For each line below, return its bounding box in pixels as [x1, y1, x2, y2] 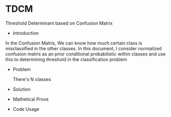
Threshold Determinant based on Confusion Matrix [5, 20, 113, 26]
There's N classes [12, 76, 51, 82]
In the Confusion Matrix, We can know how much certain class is [5, 40, 143, 46]
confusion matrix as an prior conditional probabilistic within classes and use [5, 51, 166, 57]
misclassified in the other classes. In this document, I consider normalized [5, 45, 162, 51]
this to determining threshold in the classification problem [5, 56, 127, 62]
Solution [12, 86, 31, 92]
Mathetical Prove [12, 96, 49, 102]
